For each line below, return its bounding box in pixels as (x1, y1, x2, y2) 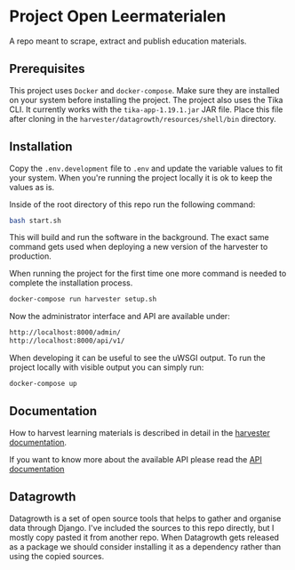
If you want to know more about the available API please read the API (9, 454, 262, 464)
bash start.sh (9, 216, 62, 225)
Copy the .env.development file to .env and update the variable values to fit (9, 163, 283, 173)
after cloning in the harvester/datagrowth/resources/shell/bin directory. (9, 113, 277, 124)
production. (9, 251, 52, 261)
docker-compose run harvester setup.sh (9, 295, 157, 304)
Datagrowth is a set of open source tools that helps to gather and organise (9, 513, 282, 524)
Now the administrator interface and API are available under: (9, 311, 231, 322)
